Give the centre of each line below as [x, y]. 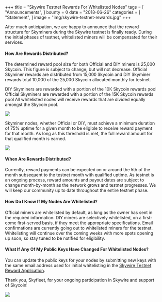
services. [14, 42]
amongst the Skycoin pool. [32, 105]
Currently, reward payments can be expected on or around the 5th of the [78, 170]
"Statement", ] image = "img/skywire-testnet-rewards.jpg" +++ [68, 17]
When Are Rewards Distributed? [38, 159]
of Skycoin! [16, 285]
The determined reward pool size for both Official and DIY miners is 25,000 [80, 64]
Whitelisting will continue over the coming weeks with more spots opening [79, 233]
